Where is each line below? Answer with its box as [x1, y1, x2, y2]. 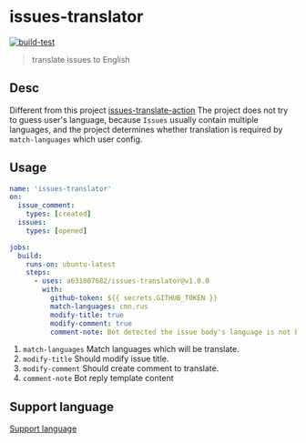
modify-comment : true [49, 318, 132, 328]
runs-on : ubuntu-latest [25, 259, 117, 269]
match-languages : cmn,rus [49, 302, 148, 311]
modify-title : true [49, 310, 125, 319]
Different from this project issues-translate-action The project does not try [9, 105, 289, 116]
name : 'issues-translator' [9, 184, 112, 193]
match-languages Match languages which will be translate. [22, 344, 240, 355]
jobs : [9, 243, 30, 252]
